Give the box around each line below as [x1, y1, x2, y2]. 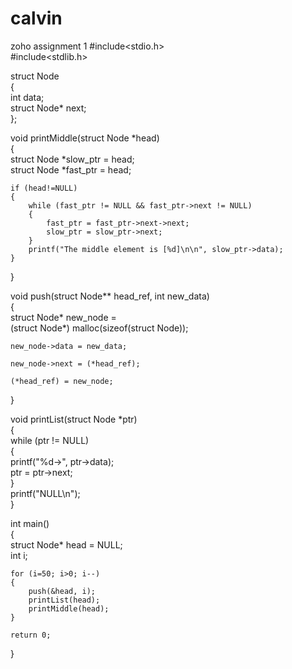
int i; [10, 549, 28, 561]
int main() [10, 517, 50, 529]
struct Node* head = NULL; [10, 538, 123, 551]
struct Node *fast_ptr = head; [10, 163, 132, 176]
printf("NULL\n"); [10, 487, 81, 499]
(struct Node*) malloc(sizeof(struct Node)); [10, 322, 189, 334]
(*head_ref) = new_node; [10, 376, 114, 386]
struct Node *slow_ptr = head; [10, 153, 135, 165]
